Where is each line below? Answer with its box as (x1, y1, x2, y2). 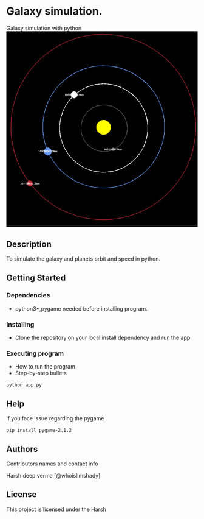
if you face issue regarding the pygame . (6, 415, 107, 422)
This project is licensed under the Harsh (6, 506, 106, 513)
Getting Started (6, 273, 66, 283)
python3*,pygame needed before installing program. (15, 305, 148, 312)
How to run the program (15, 363, 76, 370)
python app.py (6, 382, 42, 388)
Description (6, 239, 52, 249)
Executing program (6, 349, 64, 358)
